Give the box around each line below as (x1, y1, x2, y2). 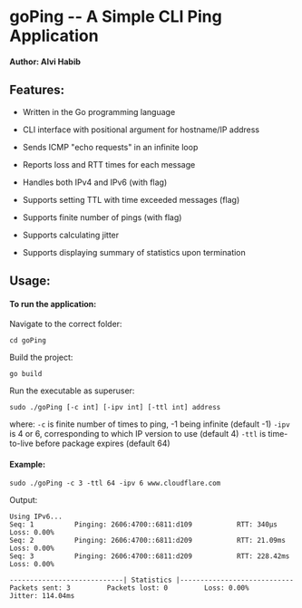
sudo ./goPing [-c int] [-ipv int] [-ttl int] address (9, 403, 221, 412)
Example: (9, 458, 46, 469)
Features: (9, 82, 65, 98)
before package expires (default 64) (34, 438, 170, 449)
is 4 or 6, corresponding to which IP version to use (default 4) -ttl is (9, 429, 267, 439)
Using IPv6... (9, 512, 63, 522)
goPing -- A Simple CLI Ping (9, 6, 222, 27)
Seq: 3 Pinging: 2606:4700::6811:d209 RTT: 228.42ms (9, 552, 290, 561)
